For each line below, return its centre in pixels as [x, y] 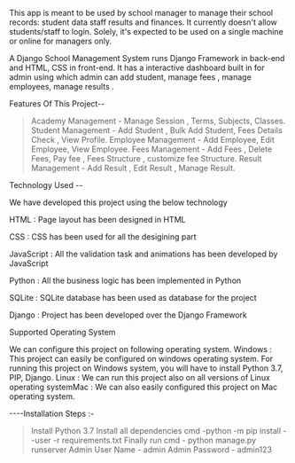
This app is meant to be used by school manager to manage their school [141, 13]
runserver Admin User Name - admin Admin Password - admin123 [151, 450]
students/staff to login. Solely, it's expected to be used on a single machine [146, 31]
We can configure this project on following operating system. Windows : [141, 349]
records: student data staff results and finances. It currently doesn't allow [143, 22]
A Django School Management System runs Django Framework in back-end [147, 58]
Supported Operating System [62, 332]
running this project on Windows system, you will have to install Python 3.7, [146, 368]
